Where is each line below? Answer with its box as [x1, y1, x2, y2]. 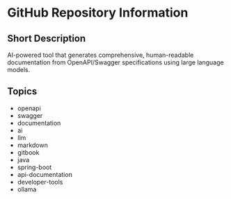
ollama [17, 185, 37, 193]
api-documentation [17, 170, 73, 178]
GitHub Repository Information [7, 5, 189, 21]
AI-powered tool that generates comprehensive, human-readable [7, 51, 194, 59]
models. [7, 66, 31, 73]
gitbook [17, 148, 40, 157]
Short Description [7, 33, 86, 44]
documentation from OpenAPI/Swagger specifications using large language [7, 58, 224, 67]
